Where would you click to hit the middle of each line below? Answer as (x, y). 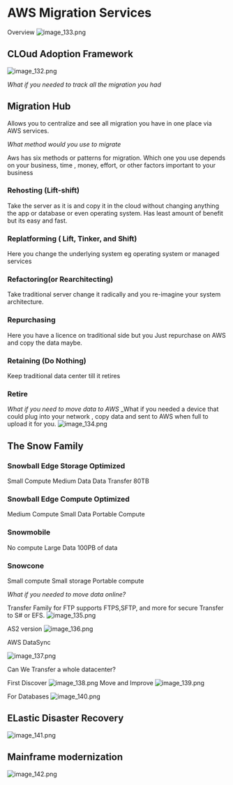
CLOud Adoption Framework (70, 54)
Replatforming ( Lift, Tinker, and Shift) (72, 239)
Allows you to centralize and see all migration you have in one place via (110, 123)
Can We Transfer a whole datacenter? (62, 669)
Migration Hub (39, 106)
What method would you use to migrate (64, 144)
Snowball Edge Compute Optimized (69, 499)
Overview (21, 32)
